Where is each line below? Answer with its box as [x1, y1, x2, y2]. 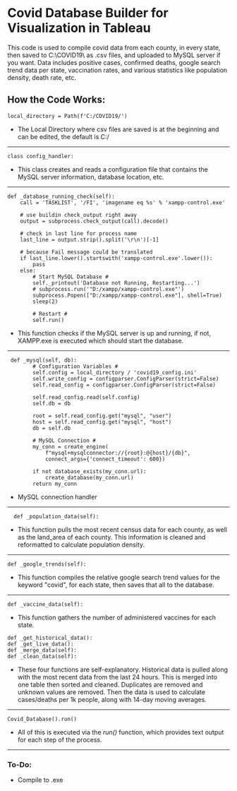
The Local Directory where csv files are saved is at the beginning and [17, 125, 219, 133]
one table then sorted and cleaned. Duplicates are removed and [17, 680, 203, 689]
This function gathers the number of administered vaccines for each [17, 613, 217, 621]
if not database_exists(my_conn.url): [32, 468, 147, 475]
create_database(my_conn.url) [44, 474, 134, 481]
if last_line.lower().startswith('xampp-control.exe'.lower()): [20, 254, 213, 262]
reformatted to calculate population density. [17, 540, 145, 549]
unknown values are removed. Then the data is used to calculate [17, 687, 206, 696]
